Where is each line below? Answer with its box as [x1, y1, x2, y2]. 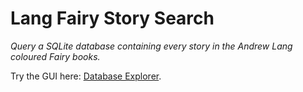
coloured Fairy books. [10, 50, 101, 62]
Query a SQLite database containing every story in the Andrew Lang [10, 40, 293, 52]
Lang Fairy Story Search [10, 7, 215, 30]
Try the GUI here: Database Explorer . [10, 70, 162, 82]
